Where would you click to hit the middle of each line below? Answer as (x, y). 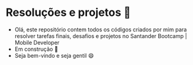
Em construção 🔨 (36, 49)
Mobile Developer (37, 42)
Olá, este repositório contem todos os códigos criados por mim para (101, 29)
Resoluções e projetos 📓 (68, 13)
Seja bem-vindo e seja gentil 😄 (54, 55)
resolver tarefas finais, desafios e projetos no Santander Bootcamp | (101, 36)
